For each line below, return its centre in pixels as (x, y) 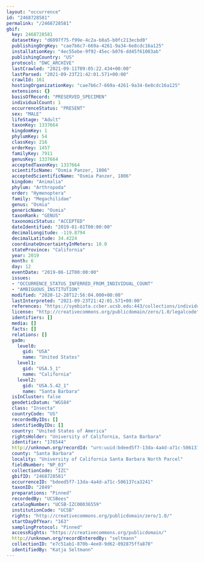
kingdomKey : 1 (29, 131)
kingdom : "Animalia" (38, 182)
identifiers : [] (32, 318)
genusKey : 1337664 (35, 159)
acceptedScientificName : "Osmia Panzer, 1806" (72, 176)
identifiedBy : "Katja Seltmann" (53, 550)
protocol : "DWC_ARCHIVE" (43, 63)
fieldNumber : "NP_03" (39, 465)
